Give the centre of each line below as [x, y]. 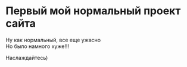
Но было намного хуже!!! [38, 46]
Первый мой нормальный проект [93, 11]
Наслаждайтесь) [27, 58]
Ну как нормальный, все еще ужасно [53, 40]
